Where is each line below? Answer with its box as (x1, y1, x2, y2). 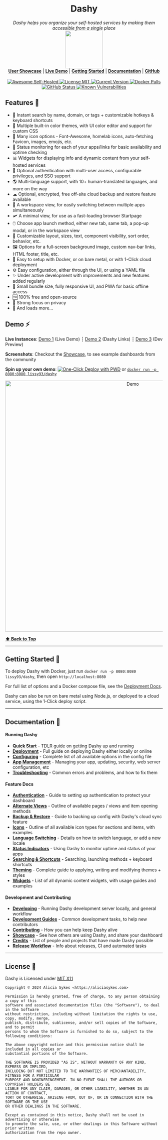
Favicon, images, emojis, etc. (12, 139, 72, 145)
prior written (5, 1126, 35, 1131)
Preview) (5, 341, 23, 347)
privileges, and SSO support (12, 173, 71, 179)
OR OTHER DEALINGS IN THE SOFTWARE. (5, 1104, 81, 1109)
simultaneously (12, 207, 44, 213)
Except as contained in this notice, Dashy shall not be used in (5, 1113, 144, 1118)
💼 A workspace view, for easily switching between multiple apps (12, 201, 145, 207)
